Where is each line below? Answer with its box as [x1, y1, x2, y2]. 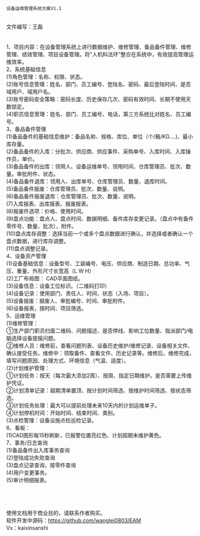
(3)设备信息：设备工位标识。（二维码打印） [6, 283, 110, 289]
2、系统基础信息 [6, 66, 47, 73]
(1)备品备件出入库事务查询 [6, 447, 70, 454]
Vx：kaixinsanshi [6, 525, 49, 531]
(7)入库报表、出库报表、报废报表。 [6, 200, 92, 207]
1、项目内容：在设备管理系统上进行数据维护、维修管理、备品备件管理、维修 [6, 44, 192, 50]
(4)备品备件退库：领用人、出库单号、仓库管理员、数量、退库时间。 [6, 178, 171, 185]
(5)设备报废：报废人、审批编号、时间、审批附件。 [6, 298, 128, 304]
